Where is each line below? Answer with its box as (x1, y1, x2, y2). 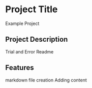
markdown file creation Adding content (5, 77, 87, 83)
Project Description (5, 35, 68, 44)
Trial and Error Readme (5, 48, 54, 54)
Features (5, 64, 34, 72)
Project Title (5, 4, 58, 15)
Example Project (5, 20, 40, 26)
